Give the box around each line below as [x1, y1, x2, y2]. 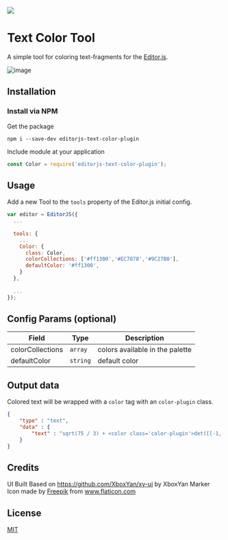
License [7, 507, 42, 519]
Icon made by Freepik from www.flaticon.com [7, 487, 136, 495]
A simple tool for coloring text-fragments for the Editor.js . [7, 52, 168, 61]
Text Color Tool [7, 30, 96, 46]
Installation [7, 86, 56, 97]
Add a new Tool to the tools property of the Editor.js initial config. [7, 198, 192, 206]
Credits [7, 462, 40, 473]
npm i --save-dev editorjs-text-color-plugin [7, 135, 139, 142]
